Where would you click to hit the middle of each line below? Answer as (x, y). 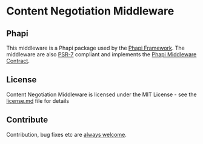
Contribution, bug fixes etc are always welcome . (67, 134)
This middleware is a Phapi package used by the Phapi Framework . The (95, 48)
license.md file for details (38, 100)
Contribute (27, 120)
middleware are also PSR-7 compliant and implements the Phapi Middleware (101, 54)
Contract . (18, 61)
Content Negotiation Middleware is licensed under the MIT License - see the (101, 94)
